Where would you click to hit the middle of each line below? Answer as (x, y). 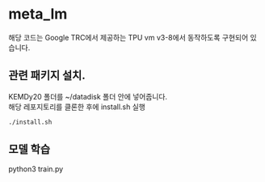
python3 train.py (36, 169)
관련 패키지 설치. (47, 76)
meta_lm (38, 14)
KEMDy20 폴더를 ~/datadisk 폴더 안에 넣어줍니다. (88, 96)
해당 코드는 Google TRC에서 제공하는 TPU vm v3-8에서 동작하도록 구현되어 (128, 37)
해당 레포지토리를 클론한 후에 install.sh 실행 (77, 107)
